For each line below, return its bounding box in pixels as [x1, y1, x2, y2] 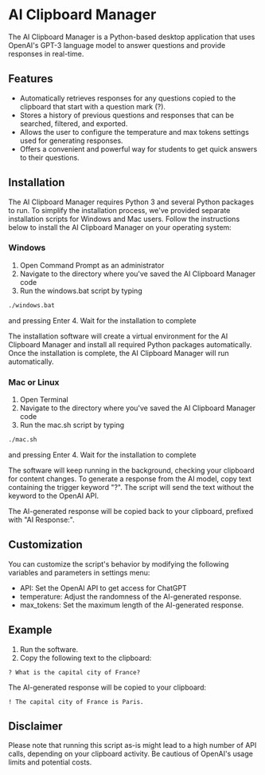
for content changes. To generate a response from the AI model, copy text [8, 473, 252, 484]
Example [8, 623, 53, 637]
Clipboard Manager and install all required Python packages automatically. [8, 339, 252, 349]
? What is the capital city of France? [8, 668, 141, 676]
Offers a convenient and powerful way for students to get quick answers [19, 144, 258, 153]
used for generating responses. [19, 136, 123, 145]
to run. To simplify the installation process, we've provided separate [8, 205, 231, 215]
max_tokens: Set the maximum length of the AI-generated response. [19, 600, 244, 610]
